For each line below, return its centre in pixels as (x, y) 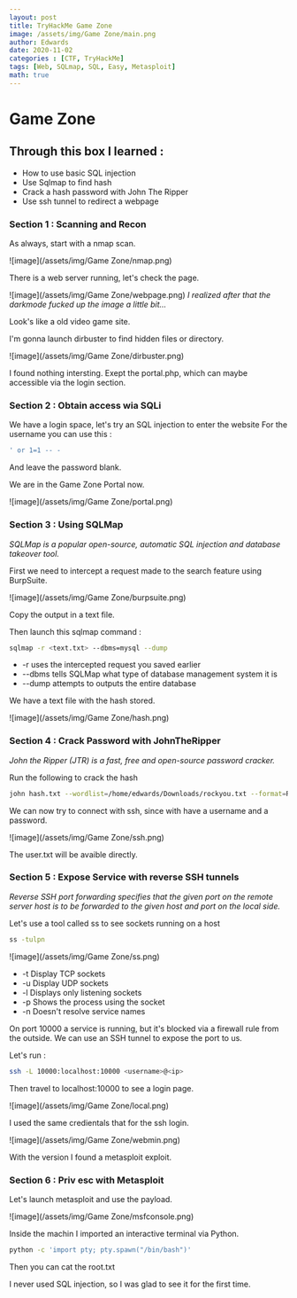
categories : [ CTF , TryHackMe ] (67, 59)
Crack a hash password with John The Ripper (105, 192)
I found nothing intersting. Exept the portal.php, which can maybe (129, 373)
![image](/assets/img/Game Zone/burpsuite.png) (98, 597)
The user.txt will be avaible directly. (74, 854)
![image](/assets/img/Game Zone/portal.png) (91, 502)
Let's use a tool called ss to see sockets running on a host (115, 923)
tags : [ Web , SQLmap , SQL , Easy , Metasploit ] (92, 67)
